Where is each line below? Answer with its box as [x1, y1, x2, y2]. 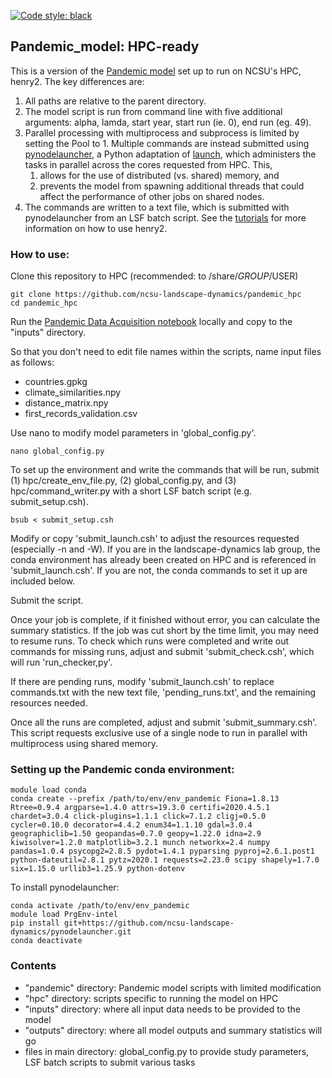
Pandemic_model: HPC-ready [10, 38, 200, 55]
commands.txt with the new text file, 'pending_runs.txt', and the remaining [10, 686, 317, 699]
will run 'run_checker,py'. [10, 656, 113, 669]
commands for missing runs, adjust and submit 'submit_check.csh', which [10, 646, 315, 658]
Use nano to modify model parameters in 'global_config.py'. [10, 427, 257, 439]
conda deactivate [10, 936, 83, 946]
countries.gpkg [24, 376, 88, 388]
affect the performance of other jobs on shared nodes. [39, 190, 265, 202]
